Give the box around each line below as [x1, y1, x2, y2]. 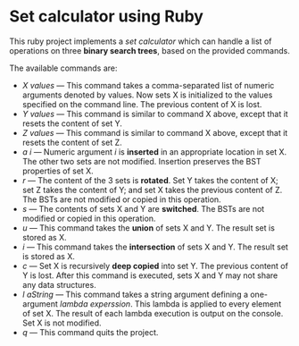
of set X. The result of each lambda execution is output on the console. [21, 308, 284, 318]
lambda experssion [59, 298, 131, 309]
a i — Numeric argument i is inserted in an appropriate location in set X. [21, 146, 287, 157]
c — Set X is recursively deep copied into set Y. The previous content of [21, 260, 288, 271]
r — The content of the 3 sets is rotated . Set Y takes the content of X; [21, 174, 278, 185]
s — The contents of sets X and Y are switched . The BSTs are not [21, 203, 265, 214]
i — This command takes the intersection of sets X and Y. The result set [21, 241, 288, 252]
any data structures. [21, 279, 96, 290]
